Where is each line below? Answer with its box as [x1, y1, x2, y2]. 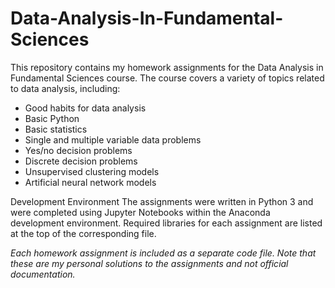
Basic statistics [24, 123, 88, 135]
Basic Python [24, 112, 80, 124]
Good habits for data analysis [24, 102, 147, 114]
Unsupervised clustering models [24, 165, 160, 177]
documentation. [10, 268, 76, 280]
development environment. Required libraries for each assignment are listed [10, 217, 323, 229]
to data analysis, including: [10, 82, 121, 94]
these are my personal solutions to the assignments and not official [10, 257, 289, 269]
